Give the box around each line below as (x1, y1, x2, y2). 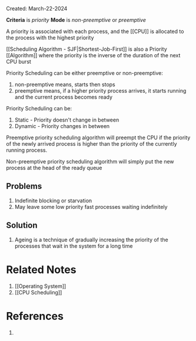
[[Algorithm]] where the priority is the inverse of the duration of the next (6, 52, 181, 58)
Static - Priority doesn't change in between (14, 116, 119, 123)
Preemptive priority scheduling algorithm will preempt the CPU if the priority (6, 134, 191, 141)
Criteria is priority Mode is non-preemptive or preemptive (6, 17, 146, 23)
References (6, 309, 64, 323)
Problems (6, 181, 42, 191)
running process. (6, 147, 48, 153)
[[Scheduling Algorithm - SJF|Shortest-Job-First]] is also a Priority (6, 45, 168, 53)
